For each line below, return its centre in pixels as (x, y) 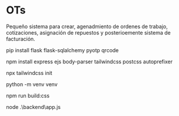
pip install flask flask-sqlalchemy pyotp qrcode (63, 50)
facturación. (21, 39)
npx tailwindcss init (29, 73)
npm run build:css (28, 95)
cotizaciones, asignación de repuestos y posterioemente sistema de (89, 32)
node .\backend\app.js (33, 107)
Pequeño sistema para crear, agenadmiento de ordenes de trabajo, (87, 26)
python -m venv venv (32, 84)
